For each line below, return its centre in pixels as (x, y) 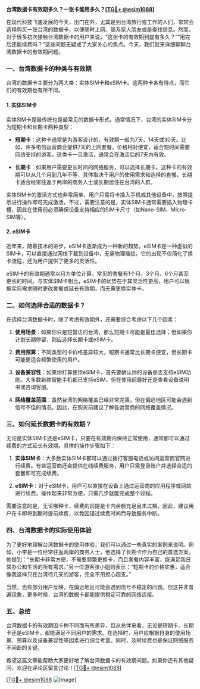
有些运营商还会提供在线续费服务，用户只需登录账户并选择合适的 (114, 466)
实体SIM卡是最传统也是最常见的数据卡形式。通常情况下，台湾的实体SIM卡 (96, 119)
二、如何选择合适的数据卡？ (46, 305)
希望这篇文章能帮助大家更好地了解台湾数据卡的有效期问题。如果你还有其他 (97, 660)
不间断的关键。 (24, 647)
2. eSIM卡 (18, 232)
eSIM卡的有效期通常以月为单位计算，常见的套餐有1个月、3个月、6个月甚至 (98, 273)
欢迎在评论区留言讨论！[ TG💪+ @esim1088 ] (69, 668)
